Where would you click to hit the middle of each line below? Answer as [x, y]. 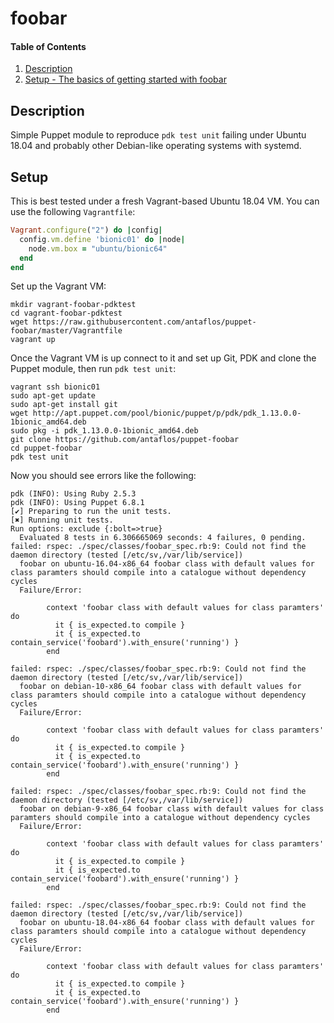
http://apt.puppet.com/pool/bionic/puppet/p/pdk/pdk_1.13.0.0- [167, 413]
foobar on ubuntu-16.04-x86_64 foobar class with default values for [167, 564]
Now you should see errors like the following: [103, 476]
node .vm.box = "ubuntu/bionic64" [98, 248]
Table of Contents [48, 46]
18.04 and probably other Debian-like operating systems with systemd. [156, 146]
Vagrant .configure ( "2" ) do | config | [86, 230]
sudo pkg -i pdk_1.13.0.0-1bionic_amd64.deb [104, 431]
